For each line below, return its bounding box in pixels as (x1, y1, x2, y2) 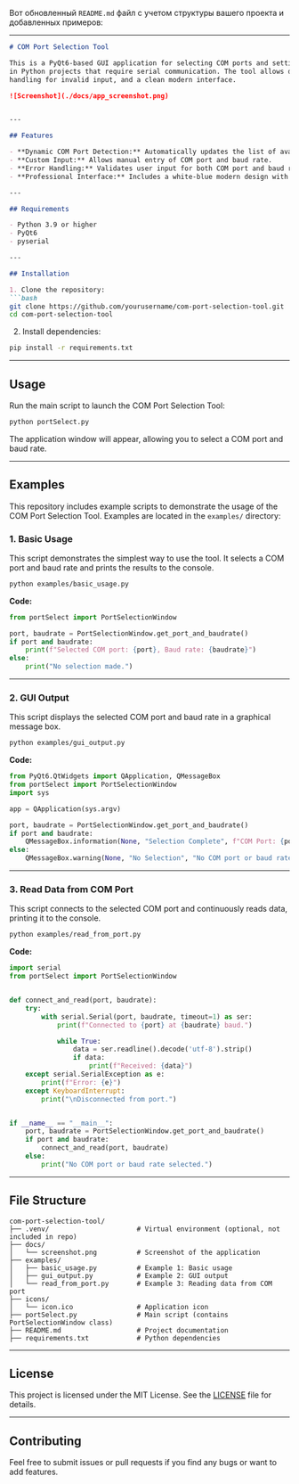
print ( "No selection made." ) (25, 662, 133, 671)
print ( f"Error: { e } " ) (41, 1078, 122, 1086)
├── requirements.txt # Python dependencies (9, 1333, 221, 1342)
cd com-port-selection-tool (9, 310, 114, 319)
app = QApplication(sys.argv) (9, 804, 122, 814)
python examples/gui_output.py (9, 739, 125, 748)
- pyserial (9, 237, 50, 246)
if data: (72, 1054, 105, 1062)
